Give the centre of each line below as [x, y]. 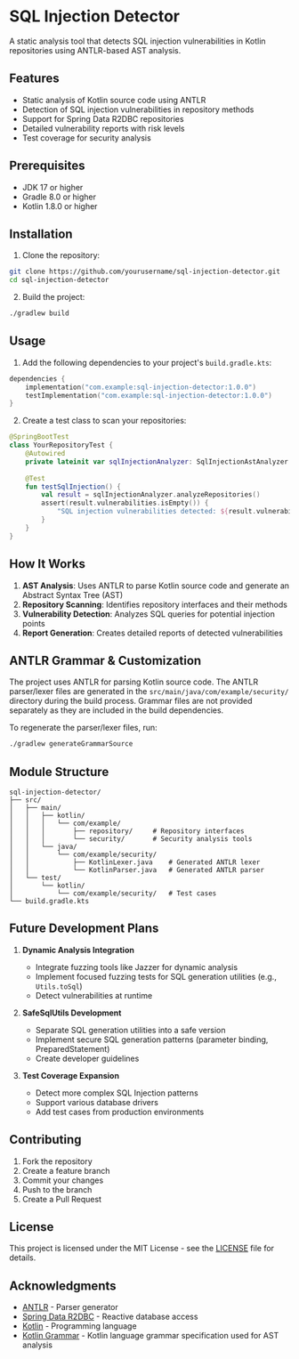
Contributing [45, 1140]
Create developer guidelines [87, 1058]
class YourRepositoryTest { [61, 445]
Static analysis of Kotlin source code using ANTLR [114, 100]
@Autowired [45, 454]
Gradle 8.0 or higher [59, 197]
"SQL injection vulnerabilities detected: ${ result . [156, 512]
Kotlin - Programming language [79, 1326]
